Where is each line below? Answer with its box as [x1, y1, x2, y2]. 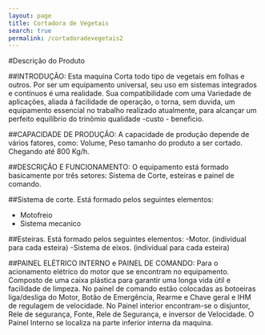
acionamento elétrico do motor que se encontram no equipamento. [8, 267, 230, 276]
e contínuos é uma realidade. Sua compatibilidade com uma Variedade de [8, 89, 252, 99]
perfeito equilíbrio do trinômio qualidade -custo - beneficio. [8, 114, 204, 124]
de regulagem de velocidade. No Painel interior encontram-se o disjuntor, [8, 301, 251, 311]
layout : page [8, 11, 52, 20]
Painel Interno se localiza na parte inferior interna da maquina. [8, 318, 214, 328]
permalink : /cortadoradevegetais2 [8, 34, 124, 42]
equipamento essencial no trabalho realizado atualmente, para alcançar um [8, 106, 257, 115]
